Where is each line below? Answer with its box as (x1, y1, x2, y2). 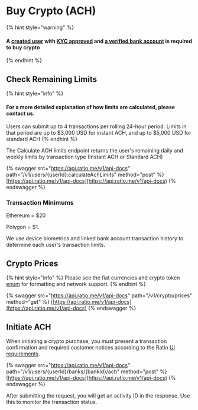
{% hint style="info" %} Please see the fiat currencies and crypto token (6, 274, 180, 281)
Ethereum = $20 (6, 212, 46, 219)
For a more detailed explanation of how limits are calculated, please (6, 103, 176, 110)
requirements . (6, 350, 40, 357)
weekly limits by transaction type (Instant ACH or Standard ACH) (6, 153, 163, 161)
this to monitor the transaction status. (6, 399, 98, 406)
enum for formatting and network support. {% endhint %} (6, 281, 147, 288)
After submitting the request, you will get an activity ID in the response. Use (6, 392, 190, 399)
